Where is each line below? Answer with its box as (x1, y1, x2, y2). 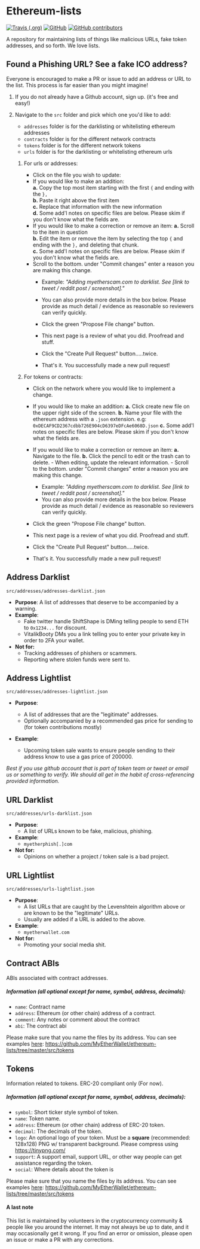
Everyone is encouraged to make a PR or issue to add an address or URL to (6, 75, 191, 82)
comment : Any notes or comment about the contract (14, 1016, 140, 1023)
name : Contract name (14, 1003, 66, 1010)
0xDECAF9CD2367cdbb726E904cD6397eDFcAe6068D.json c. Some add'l (32, 422, 194, 429)
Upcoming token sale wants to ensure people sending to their (23, 747, 176, 754)
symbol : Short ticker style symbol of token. (14, 1108, 119, 1116)
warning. (14, 605, 37, 612)
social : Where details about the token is (14, 1165, 114, 1173)
